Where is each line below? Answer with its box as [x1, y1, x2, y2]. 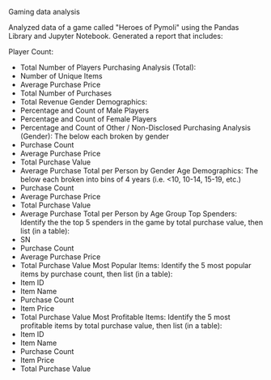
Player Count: [8, 47, 54, 56]
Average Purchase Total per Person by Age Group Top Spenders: [19, 209, 237, 218]
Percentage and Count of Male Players [19, 105, 150, 115]
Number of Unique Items [19, 71, 103, 80]
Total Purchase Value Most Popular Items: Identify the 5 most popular [19, 261, 252, 270]
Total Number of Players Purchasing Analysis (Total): [19, 62, 197, 72]
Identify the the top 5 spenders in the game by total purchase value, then [19, 218, 264, 227]
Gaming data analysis [8, 7, 81, 16]
